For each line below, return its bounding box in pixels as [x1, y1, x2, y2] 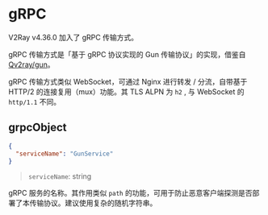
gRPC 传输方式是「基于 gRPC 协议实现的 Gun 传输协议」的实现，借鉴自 [8, 49, 246, 59]
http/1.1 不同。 [8, 97, 61, 106]
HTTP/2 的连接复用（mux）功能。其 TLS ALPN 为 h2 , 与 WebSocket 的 [8, 86, 245, 97]
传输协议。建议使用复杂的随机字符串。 [29, 198, 157, 208]
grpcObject [8, 121, 67, 134]
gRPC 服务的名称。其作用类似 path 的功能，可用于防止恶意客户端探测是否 [8, 188, 253, 198]
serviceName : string [27, 172, 92, 181]
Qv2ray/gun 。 [8, 60, 55, 69]
